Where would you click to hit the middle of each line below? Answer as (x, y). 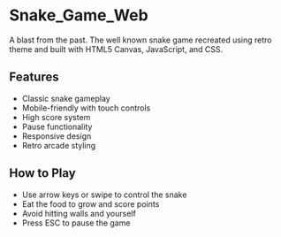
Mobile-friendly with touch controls (86, 108)
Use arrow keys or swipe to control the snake (104, 195)
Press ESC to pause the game (76, 223)
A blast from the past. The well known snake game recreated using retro (140, 40)
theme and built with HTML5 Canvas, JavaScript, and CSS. (116, 49)
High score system (56, 117)
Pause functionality (57, 126)
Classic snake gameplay (66, 98)
